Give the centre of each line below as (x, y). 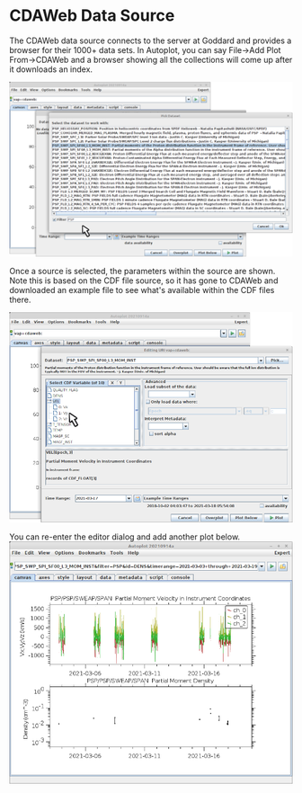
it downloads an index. (51, 69)
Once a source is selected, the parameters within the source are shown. (142, 272)
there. (20, 300)
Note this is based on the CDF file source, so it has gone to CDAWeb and (144, 281)
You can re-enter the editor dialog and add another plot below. (125, 537)
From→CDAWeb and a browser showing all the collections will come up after (151, 59)
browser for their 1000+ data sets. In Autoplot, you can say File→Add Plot (145, 49)
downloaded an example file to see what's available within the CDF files (142, 290)
